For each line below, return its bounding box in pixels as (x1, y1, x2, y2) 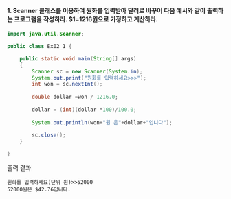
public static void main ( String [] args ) (19, 55, 137, 62)
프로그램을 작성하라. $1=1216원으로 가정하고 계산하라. (14, 14, 158, 23)
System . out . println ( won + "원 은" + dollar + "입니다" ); (32, 119, 173, 126)
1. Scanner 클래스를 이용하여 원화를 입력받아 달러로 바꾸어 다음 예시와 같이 (7, 6, 206, 14)
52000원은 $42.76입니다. (7, 186, 71, 194)
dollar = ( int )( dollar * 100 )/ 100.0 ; (32, 106, 137, 113)
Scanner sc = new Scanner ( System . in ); (32, 68, 143, 75)
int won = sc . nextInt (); (32, 81, 103, 88)
